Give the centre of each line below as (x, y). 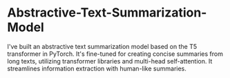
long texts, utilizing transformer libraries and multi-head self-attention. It (110, 61)
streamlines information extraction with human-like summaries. (97, 68)
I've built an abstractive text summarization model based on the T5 (102, 46)
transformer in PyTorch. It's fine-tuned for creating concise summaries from (115, 54)
